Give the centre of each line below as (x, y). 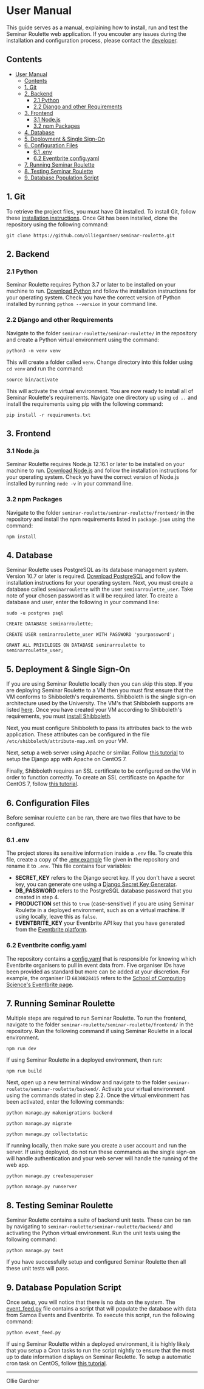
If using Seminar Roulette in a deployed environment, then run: (84, 1060)
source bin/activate (32, 380)
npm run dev (21, 1049)
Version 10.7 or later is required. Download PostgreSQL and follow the (93, 576)
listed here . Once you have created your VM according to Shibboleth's (94, 710)
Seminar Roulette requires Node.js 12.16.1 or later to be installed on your (96, 464)
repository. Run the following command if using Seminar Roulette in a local (99, 1031)
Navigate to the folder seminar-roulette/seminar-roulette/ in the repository (102, 333)
